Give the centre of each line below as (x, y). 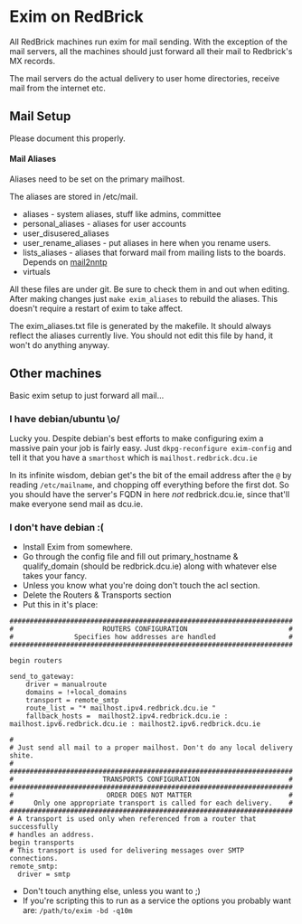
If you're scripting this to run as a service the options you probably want (156, 900)
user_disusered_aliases (66, 233)
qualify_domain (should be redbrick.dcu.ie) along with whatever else (150, 566)
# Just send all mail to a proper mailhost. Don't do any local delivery (151, 748)
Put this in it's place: (60, 605)
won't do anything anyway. (60, 344)
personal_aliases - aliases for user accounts (104, 223)
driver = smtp (44, 874)
